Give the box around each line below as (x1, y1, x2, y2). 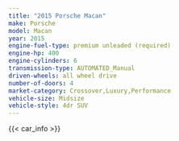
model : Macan (8, 27, 52, 35)
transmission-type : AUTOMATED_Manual (8, 64, 135, 73)
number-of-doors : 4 (8, 79, 74, 87)
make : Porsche (8, 19, 56, 27)
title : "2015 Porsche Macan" (8, 11, 106, 20)
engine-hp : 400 (8, 49, 60, 57)
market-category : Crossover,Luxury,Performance (8, 86, 172, 95)
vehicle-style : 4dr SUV (8, 102, 89, 110)
